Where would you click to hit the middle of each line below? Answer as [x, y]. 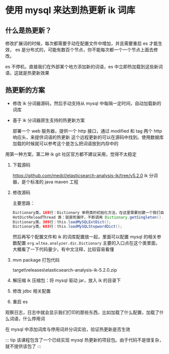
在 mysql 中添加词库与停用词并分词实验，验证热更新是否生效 [68, 329]
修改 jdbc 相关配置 [32, 291]
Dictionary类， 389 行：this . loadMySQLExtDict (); [62, 222]
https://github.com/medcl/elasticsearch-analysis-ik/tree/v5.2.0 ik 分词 [85, 175]
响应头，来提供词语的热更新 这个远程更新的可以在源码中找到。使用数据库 [88, 137]
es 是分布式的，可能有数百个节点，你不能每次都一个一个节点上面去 [84, 50]
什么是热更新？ [28, 30]
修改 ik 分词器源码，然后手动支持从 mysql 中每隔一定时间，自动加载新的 [87, 103]
